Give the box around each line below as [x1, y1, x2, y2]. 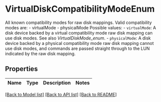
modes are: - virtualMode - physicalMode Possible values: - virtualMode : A [5, 24, 156, 30]
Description [43, 79, 71, 86]
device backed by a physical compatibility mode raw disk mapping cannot [5, 40, 154, 46]
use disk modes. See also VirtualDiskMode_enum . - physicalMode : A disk [5, 35, 151, 41]
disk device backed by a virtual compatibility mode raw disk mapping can [5, 30, 153, 36]
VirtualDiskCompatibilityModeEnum [5, 3, 155, 15]
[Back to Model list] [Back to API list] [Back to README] [5, 91, 117, 97]
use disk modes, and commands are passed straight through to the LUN [5, 45, 150, 51]
